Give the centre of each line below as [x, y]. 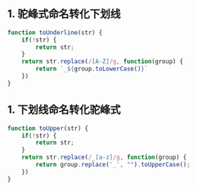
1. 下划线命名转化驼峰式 [64, 110]
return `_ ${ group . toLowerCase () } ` [92, 69]
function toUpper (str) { [48, 128]
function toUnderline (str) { [55, 32]
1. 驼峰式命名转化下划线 [64, 14]
